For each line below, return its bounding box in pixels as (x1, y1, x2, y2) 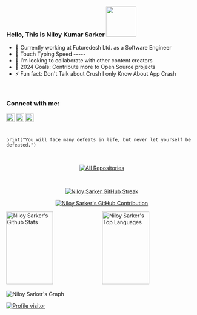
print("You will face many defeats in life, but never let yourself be (6, 136, 191, 142)
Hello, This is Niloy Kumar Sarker (6, 30, 105, 39)
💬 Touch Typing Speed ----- (15, 50, 86, 58)
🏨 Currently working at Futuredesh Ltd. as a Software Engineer (15, 44, 172, 51)
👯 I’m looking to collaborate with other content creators (15, 57, 153, 64)
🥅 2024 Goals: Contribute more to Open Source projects (15, 64, 156, 71)
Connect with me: (6, 99, 60, 108)
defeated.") (6, 142, 36, 148)
